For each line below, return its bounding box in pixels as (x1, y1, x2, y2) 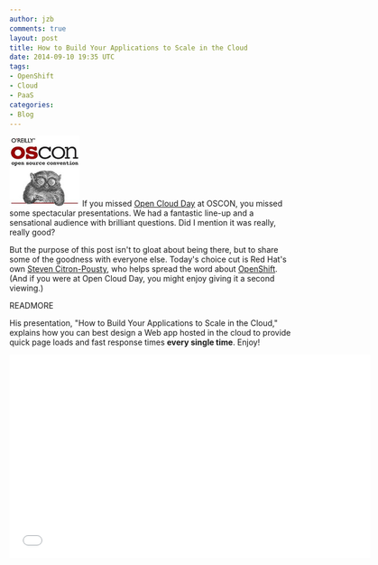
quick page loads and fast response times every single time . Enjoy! (9, 337, 261, 347)
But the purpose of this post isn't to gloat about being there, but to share (9, 245, 279, 255)
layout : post (9, 33, 59, 42)
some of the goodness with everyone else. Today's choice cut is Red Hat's (9, 254, 287, 265)
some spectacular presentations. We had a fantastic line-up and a (9, 208, 254, 218)
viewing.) (9, 282, 44, 293)
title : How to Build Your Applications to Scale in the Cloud (9, 43, 248, 52)
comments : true (9, 23, 67, 33)
